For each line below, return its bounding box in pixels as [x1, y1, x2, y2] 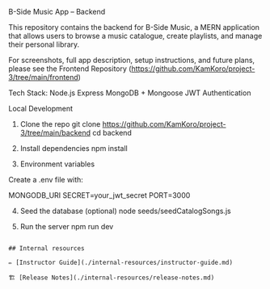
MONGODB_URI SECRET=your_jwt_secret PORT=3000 [8, 191, 191, 200]
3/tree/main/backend [19, 128, 91, 137]
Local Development [8, 104, 74, 113]
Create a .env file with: [8, 175, 83, 184]
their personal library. [8, 40, 80, 49]
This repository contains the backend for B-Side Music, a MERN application [8, 23, 260, 31]
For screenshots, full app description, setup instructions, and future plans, [8, 56, 255, 65]
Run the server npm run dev [19, 222, 114, 231]
